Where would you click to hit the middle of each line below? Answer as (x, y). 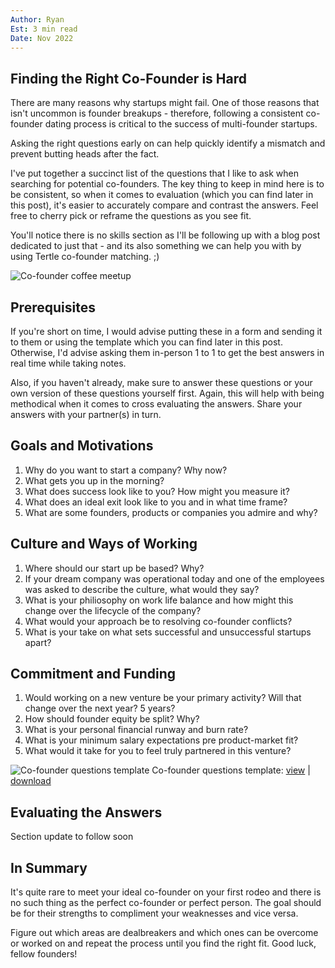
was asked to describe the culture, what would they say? (142, 589)
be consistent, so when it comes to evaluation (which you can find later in (162, 195)
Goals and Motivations (82, 446)
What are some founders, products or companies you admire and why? (171, 512)
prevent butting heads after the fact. (85, 154)
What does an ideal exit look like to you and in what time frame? (156, 502)
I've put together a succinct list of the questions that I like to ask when (155, 173)
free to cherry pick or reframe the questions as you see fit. (131, 216)
